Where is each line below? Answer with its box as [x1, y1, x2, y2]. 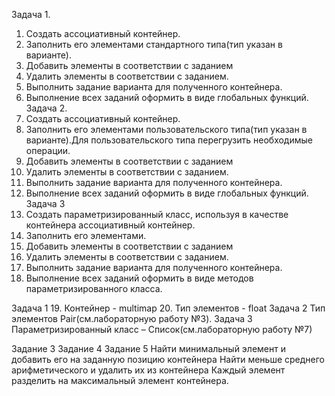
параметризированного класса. [25, 283, 163, 294]
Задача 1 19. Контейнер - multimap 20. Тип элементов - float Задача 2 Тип [11, 302, 326, 314]
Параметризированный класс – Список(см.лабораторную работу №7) [11, 324, 313, 335]
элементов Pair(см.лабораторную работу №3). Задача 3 [11, 313, 253, 324]
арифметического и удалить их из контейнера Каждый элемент [11, 364, 286, 376]
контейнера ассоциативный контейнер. [25, 219, 196, 231]
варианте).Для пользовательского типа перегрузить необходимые [25, 134, 313, 146]
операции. [25, 145, 71, 156]
